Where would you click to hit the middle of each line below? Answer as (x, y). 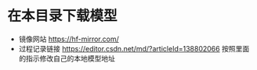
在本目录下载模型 (63, 16)
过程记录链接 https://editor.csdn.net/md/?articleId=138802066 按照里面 (134, 48)
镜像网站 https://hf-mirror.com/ (69, 39)
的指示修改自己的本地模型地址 (67, 58)
